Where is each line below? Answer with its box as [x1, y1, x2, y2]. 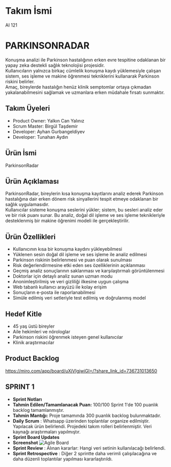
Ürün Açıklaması [5, 177, 59, 186]
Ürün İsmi [5, 149, 37, 158]
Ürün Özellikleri [5, 232, 56, 241]
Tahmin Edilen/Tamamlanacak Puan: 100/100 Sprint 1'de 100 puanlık [12, 401, 158, 408]
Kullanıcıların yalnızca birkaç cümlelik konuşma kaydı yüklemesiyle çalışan [5, 67, 161, 73]
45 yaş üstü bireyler [12, 323, 55, 329]
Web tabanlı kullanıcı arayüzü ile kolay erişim [12, 284, 107, 290]
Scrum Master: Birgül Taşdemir [12, 123, 78, 129]
